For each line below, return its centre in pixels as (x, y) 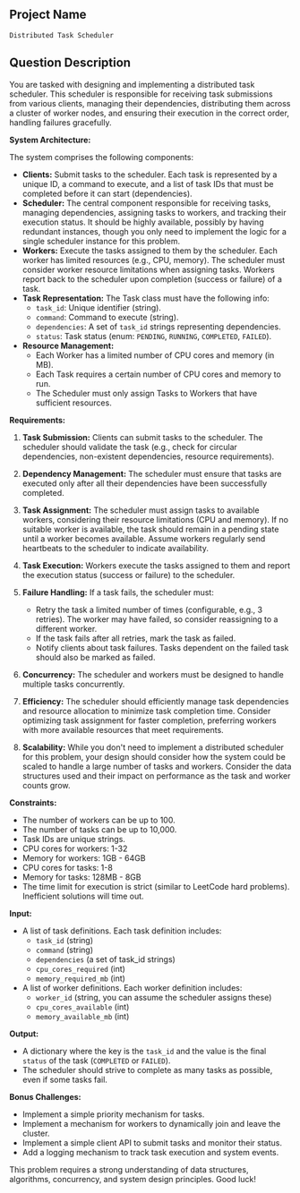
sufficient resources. (73, 403)
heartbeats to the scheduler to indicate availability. (115, 548)
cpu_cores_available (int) (82, 1007)
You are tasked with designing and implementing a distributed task (132, 84)
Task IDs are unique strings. (73, 839)
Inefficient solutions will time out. (83, 896)
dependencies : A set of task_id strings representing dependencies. (158, 327)
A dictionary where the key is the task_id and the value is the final (144, 1051)
